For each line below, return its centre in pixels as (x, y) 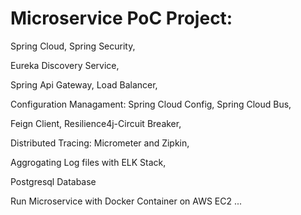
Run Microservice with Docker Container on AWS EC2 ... (126, 201)
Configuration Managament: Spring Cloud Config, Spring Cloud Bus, (151, 104)
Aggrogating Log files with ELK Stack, (88, 162)
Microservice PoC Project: (121, 18)
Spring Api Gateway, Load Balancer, (84, 84)
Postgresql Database (53, 181)
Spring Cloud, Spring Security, (73, 46)
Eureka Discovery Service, (65, 65)
